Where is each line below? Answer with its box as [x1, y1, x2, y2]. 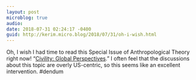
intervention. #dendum [6, 68, 64, 75]
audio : [6, 20, 23, 26]
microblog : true [6, 15, 48, 21]
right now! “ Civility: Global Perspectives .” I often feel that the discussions [6, 55, 190, 62]
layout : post [6, 9, 40, 15]
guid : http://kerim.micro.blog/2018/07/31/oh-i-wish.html [6, 32, 157, 38]
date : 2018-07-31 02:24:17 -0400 [6, 26, 92, 32]
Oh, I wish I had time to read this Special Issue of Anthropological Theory [6, 48, 191, 56]
